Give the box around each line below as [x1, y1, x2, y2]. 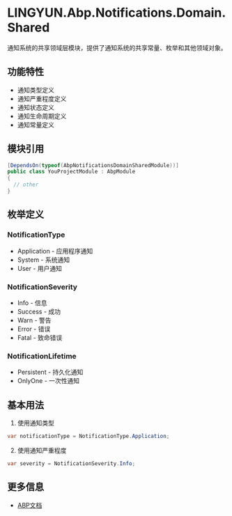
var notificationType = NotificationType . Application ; [7, 433, 170, 440]
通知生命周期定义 [17, 111, 67, 120]
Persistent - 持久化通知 [17, 368, 84, 377]
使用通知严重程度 [17, 446, 67, 454]
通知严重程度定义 [17, 94, 67, 102]
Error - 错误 [17, 325, 51, 333]
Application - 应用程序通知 [17, 247, 93, 255]
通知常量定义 [17, 120, 54, 129]
